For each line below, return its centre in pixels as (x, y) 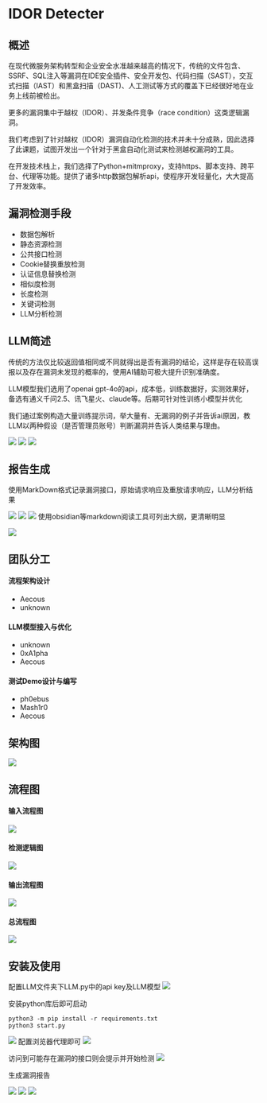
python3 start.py (37, 1026)
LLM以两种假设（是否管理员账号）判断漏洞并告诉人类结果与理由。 (116, 425)
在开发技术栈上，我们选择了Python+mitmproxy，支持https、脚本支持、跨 (128, 166)
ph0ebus (34, 699)
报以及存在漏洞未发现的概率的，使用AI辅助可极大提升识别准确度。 (116, 371)
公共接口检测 (41, 254)
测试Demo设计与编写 (43, 681)
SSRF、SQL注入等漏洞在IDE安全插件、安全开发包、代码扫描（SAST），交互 (131, 76)
